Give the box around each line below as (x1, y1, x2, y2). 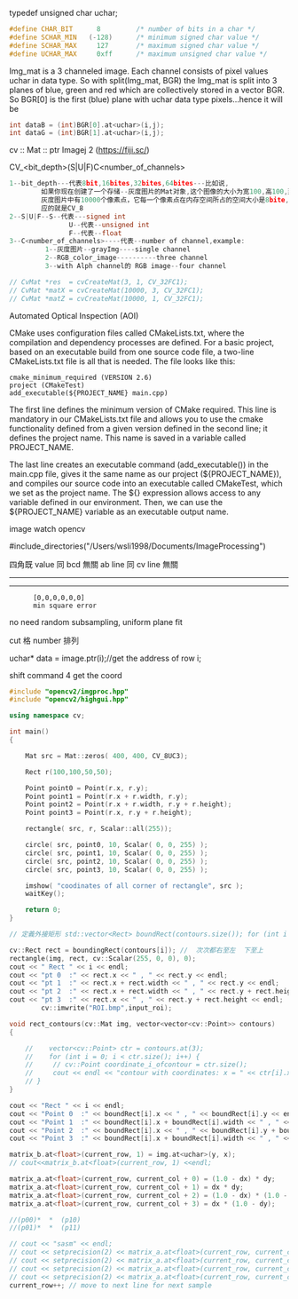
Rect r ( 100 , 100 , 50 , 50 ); (25, 767, 114, 776)
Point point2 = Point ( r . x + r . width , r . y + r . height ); (25, 800, 232, 809)
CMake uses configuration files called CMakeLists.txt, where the (9, 328, 245, 338)
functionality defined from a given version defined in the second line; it (9, 423, 268, 433)
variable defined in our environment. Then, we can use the (9, 496, 223, 507)
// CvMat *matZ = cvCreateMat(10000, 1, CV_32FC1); (9, 294, 204, 303)
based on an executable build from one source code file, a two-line (9, 346, 255, 357)
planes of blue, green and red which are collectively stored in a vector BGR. (9, 84, 286, 95)
